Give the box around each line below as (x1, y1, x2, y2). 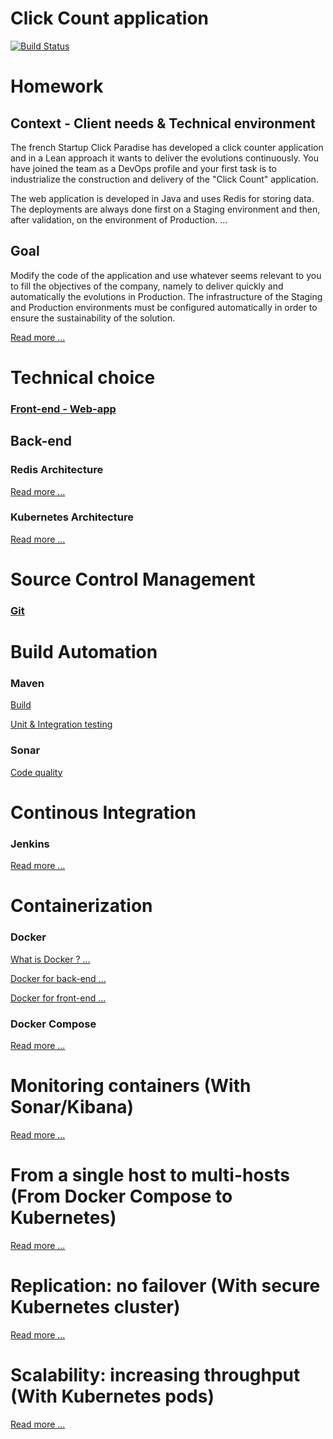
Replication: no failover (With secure (10, 1275, 321, 1297)
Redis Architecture (10, 463, 104, 477)
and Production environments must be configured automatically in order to (10, 301, 318, 313)
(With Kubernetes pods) (10, 1385, 215, 1407)
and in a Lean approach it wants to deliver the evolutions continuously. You (10, 152, 320, 164)
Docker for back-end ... (10, 972, 107, 984)
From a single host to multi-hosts (10, 1164, 291, 1187)
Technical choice (10, 366, 156, 389)
